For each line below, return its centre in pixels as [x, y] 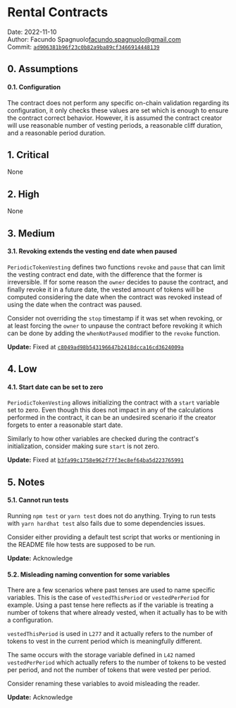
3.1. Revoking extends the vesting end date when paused [92, 251]
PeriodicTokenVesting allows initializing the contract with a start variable [113, 402]
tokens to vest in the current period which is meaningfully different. [105, 641]
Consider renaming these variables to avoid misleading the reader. [104, 684]
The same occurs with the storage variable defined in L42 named [101, 655]
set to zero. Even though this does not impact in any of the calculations [110, 410]
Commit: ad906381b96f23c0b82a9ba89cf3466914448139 [83, 47]
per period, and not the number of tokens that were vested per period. [109, 670]
